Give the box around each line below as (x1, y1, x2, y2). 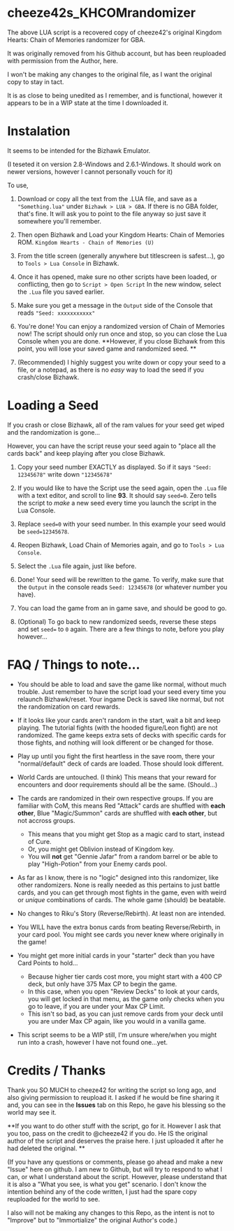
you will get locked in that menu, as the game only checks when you (27, 994, 225, 1003)
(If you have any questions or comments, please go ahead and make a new (7, 1157, 224, 1166)
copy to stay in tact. (7, 77, 64, 86)
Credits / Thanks (7, 1062, 106, 1078)
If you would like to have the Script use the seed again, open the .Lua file (17, 484, 228, 492)
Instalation (7, 123, 71, 140)
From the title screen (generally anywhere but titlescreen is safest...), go (17, 251, 225, 260)
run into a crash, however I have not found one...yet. (17, 1038, 168, 1046)
